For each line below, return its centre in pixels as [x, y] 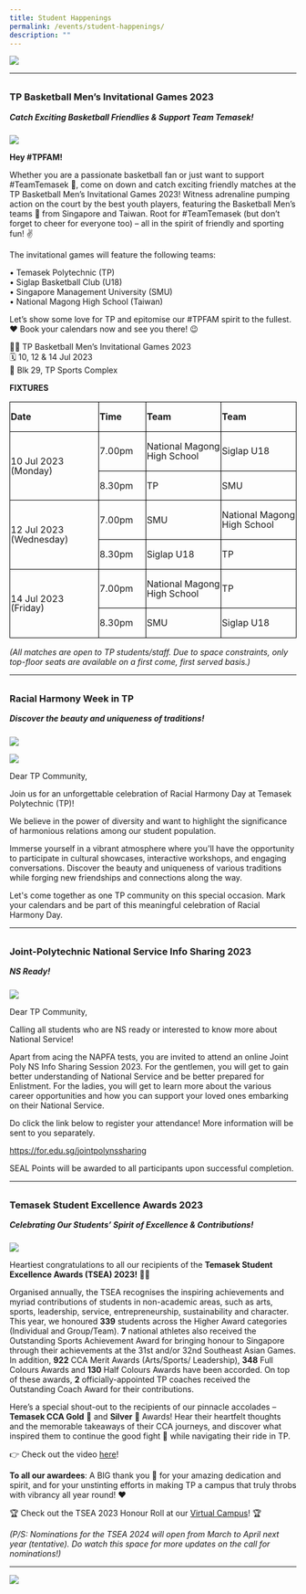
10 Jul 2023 [37, 460]
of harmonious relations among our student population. [113, 830]
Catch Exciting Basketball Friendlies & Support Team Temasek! [132, 117]
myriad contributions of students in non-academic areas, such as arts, [141, 1302]
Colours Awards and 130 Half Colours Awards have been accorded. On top [149, 1370]
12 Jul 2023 [37, 530]
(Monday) [31, 470]
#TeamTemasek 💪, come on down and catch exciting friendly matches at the [153, 185]
